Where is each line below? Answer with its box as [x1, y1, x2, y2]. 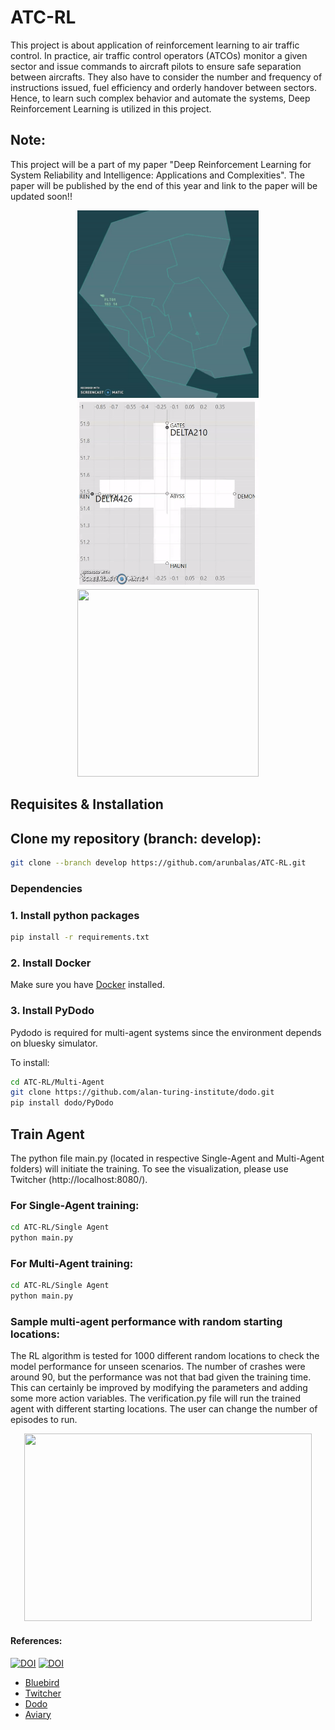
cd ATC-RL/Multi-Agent [10, 1077, 105, 1087]
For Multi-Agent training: [10, 1256, 134, 1270]
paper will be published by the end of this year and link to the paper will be [10, 179, 318, 191]
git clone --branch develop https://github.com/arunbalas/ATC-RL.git [10, 857, 307, 868]
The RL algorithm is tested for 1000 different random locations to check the [10, 1350, 320, 1362]
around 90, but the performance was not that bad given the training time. [10, 1371, 312, 1383]
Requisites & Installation [10, 796, 164, 813]
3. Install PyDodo [10, 1004, 95, 1018]
